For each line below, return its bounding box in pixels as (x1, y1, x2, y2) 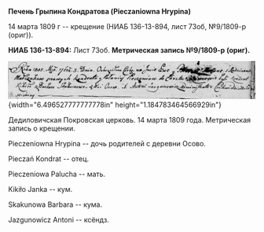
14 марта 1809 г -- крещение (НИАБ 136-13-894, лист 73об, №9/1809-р (8, 22, 247, 31)
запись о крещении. (8, 123, 76, 133)
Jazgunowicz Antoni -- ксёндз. (8, 215, 110, 224)
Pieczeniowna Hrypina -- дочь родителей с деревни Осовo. (8, 138, 207, 148)
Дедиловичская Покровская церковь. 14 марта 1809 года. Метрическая (8, 115, 251, 124)
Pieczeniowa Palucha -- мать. (8, 169, 106, 179)
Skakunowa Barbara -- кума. (8, 200, 103, 209)
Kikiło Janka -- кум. (8, 184, 73, 193)
